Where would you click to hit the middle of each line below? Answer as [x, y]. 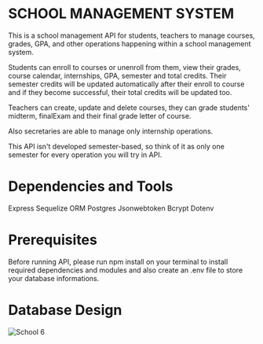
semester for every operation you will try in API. [85, 155]
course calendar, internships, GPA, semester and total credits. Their [117, 75]
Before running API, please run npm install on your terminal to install [118, 262]
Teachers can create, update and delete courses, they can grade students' [129, 108]
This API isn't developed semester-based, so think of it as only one [117, 146]
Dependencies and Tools [91, 187]
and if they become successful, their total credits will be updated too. [120, 92]
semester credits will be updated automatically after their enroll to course [126, 84]
